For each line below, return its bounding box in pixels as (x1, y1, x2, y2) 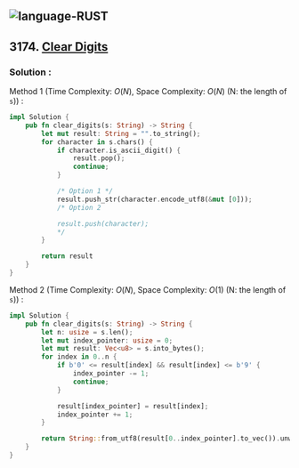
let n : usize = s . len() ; (41, 327, 133, 336)
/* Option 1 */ (56, 187, 114, 196)
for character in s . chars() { (41, 137, 153, 147)
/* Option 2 (56, 203, 101, 212)
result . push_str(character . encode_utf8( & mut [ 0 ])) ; (56, 195, 253, 204)
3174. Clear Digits (9, 39, 109, 54)
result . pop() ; (72, 154, 125, 163)
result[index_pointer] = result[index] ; (56, 401, 209, 410)
